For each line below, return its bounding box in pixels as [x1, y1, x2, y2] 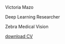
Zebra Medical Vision [5, 23, 49, 29]
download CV [5, 33, 33, 39]
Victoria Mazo [5, 4, 34, 10]
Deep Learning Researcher [5, 14, 61, 19]
